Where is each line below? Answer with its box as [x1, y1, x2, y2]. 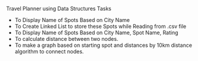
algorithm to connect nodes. [14, 48, 84, 55]
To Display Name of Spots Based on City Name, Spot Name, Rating [14, 29, 179, 36]
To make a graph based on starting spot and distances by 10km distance [14, 41, 193, 49]
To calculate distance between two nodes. [14, 36, 119, 42]
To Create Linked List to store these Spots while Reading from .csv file [14, 23, 187, 30]
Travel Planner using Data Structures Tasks [6, 5, 111, 12]
